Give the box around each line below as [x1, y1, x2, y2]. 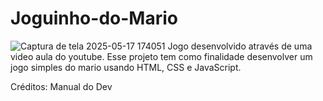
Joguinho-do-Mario [10, 7, 178, 30]
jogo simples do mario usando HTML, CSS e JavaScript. [10, 61, 242, 73]
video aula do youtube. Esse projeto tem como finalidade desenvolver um [10, 50, 313, 62]
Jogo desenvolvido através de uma [167, 40, 313, 52]
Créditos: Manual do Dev [10, 80, 113, 92]
